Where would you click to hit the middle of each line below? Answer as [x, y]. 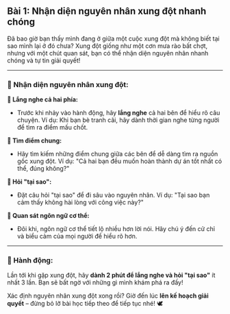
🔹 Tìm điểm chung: [35, 141]
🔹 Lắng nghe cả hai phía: [43, 99]
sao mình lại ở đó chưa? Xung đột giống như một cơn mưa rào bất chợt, [107, 46]
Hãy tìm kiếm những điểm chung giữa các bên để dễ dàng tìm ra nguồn [117, 154]
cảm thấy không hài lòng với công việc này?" [80, 202]
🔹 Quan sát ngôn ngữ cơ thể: [48, 216]
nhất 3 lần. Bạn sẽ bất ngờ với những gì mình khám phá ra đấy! [95, 282]
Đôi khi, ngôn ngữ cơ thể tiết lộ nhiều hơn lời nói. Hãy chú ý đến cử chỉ [116, 229]
